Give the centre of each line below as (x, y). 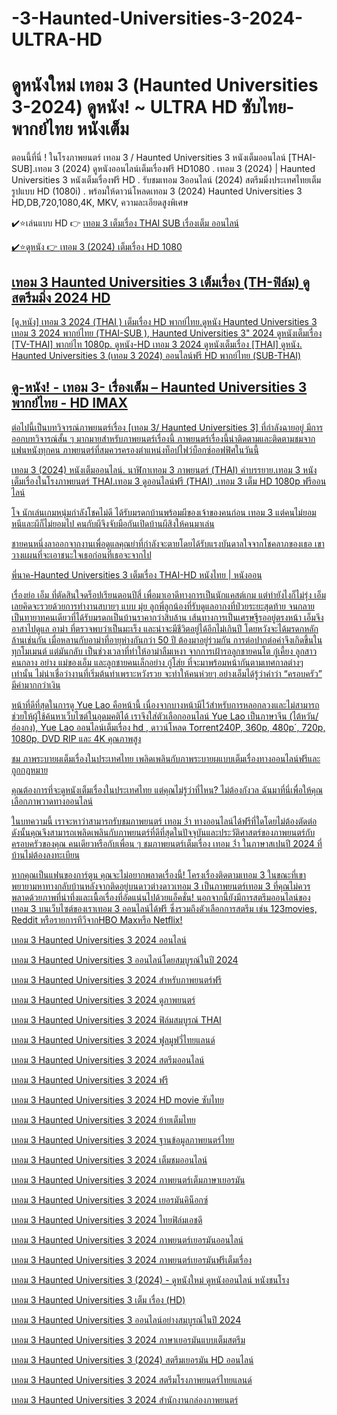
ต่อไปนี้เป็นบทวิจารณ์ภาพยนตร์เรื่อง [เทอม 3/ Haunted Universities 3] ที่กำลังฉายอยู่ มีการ (167, 427)
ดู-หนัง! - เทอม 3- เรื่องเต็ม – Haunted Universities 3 (159, 387)
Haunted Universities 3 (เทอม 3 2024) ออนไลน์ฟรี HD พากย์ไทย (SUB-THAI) (156, 355)
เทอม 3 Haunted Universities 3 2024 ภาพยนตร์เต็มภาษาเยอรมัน (128, 1179)
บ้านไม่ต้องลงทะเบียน (46, 854)
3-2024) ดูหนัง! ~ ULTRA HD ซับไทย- (153, 107)
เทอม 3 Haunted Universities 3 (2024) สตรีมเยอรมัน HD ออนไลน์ (132, 1359)
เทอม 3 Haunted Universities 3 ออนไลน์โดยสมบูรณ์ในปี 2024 (125, 959)
